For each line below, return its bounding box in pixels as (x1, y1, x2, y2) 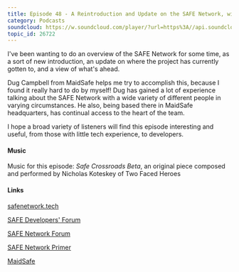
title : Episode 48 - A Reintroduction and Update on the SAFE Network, (7, 10, 224, 18)
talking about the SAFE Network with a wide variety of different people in (7, 94, 221, 102)
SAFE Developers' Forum (7, 215, 81, 224)
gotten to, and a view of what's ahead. (7, 65, 120, 73)
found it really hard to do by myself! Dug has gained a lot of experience (7, 86, 216, 94)
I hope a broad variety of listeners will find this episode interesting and (7, 122, 214, 131)
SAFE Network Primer (7, 243, 71, 251)
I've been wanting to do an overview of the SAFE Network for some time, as (7, 50, 230, 58)
